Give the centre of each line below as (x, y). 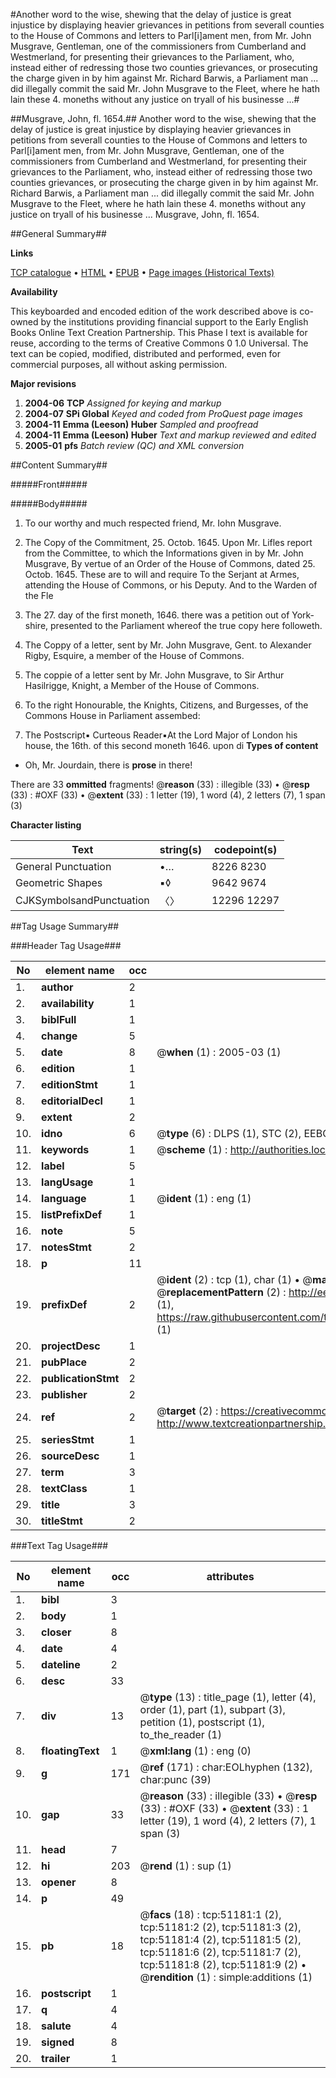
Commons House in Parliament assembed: (112, 715)
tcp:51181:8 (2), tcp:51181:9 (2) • (223, 1964)
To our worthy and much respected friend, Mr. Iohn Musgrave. (153, 523)
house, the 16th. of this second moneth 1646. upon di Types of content (171, 745)
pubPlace (64, 1362)
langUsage (67, 1182)
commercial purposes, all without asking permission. (119, 364)
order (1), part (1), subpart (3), (212, 1709)
